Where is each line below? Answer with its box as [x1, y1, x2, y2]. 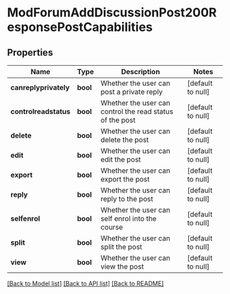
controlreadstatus [10, 107, 71, 116]
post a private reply [100, 87, 163, 97]
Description [120, 67, 160, 76]
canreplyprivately [10, 83, 70, 92]
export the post [100, 175, 150, 184]
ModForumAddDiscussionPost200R [7, 5, 217, 21]
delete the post [100, 135, 149, 145]
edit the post [100, 155, 142, 164]
